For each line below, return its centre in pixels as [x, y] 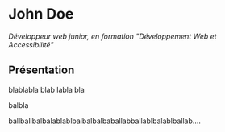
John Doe [41, 14]
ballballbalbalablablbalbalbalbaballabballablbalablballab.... [105, 121]
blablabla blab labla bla [46, 89]
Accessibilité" [31, 44]
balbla [19, 105]
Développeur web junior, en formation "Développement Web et [112, 36]
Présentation [42, 70]
